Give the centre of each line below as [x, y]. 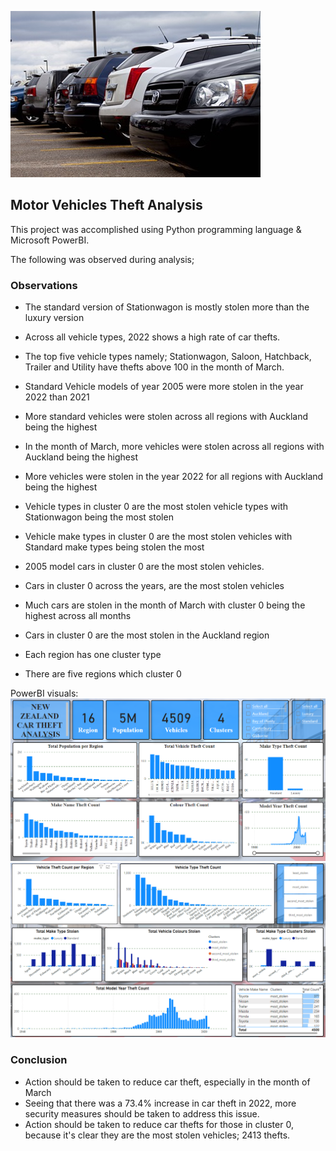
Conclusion [39, 1060]
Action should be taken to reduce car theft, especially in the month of [167, 1082]
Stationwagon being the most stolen [99, 517]
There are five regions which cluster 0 [103, 674]
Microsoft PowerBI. [50, 240]
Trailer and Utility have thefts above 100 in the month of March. [154, 367]
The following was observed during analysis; [102, 259]
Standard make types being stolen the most [114, 547]
